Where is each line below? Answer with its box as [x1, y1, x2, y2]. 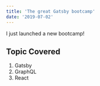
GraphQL [14, 68, 37, 76]
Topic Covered [6, 46, 61, 56]
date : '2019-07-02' [6, 14, 54, 20]
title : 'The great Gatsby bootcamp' [6, 8, 95, 15]
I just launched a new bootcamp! [6, 30, 85, 37]
